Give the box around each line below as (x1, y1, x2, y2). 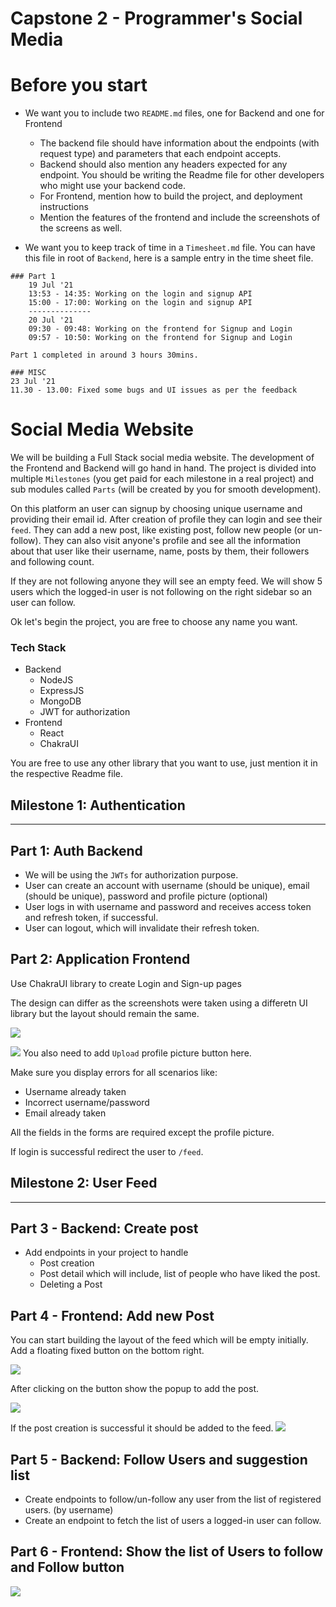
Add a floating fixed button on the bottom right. (10, 1345, 205, 1357)
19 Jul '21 (28, 280, 74, 291)
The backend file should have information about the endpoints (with (39, 137, 320, 149)
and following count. (10, 556, 95, 568)
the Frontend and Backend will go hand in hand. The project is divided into (10, 462, 317, 474)
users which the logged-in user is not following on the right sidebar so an (10, 586, 313, 598)
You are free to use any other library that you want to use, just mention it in (10, 757, 318, 769)
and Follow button (10, 1559, 125, 1576)
